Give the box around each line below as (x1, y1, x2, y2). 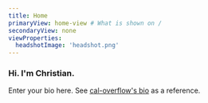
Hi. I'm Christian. (8, 68, 75, 79)
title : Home (8, 11, 48, 20)
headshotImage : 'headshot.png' (15, 42, 120, 50)
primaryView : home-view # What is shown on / (8, 19, 162, 27)
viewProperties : (8, 34, 62, 42)
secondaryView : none (8, 26, 77, 34)
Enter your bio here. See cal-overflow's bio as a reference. (8, 85, 201, 96)
